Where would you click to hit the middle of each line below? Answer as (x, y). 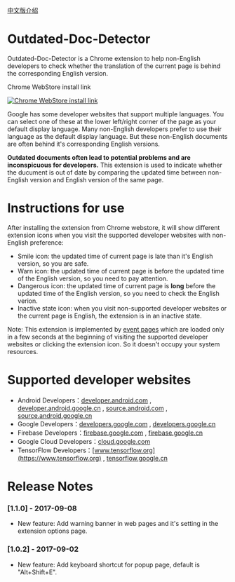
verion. (28, 301)
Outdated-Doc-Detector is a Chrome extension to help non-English (104, 58)
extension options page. (52, 531)
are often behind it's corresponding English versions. (83, 144)
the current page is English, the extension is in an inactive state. (109, 316)
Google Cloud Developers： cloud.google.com (84, 441)
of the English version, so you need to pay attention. (93, 278)
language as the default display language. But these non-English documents (117, 136)
